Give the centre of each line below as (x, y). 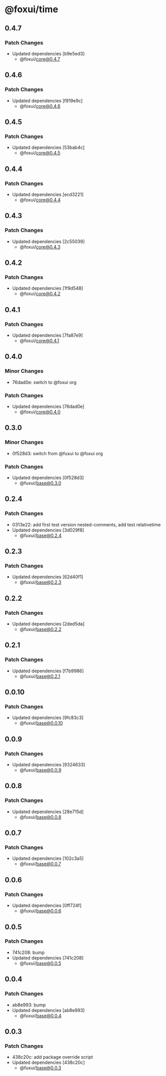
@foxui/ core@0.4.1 (39, 341)
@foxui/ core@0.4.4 (40, 200)
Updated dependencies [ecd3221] (48, 194)
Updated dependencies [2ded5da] (48, 624)
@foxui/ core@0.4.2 (40, 294)
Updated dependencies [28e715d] (48, 812)
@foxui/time (31, 9)
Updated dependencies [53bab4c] (48, 147)
